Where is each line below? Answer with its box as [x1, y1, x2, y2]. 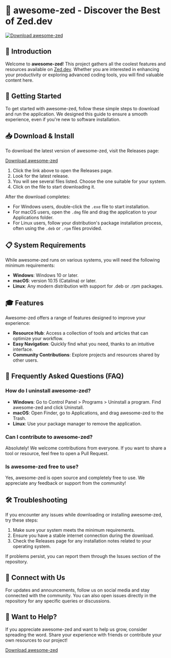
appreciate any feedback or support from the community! [5, 480, 126, 486]
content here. [5, 77, 34, 83]
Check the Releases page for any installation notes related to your [12, 538, 152, 544]
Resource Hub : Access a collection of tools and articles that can [12, 330, 149, 336]
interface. [12, 346, 33, 352]
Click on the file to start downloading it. [12, 184, 95, 190]
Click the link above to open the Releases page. [12, 168, 113, 174]
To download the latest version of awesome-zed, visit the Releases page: [5, 148, 160, 154]
